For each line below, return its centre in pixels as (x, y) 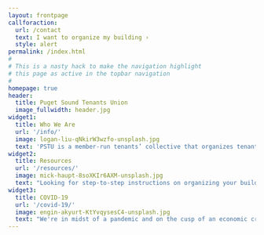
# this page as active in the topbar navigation (89, 74)
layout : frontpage (38, 15)
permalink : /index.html (47, 52)
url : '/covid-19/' (46, 204)
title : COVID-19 (42, 197)
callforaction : (33, 23)
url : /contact (38, 30)
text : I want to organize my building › (82, 37)
